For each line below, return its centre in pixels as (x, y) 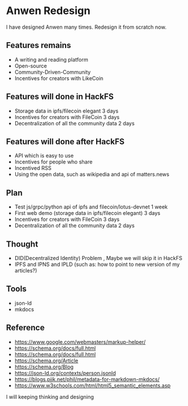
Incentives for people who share (53, 162)
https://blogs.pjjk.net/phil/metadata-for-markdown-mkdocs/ (87, 379)
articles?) (26, 270)
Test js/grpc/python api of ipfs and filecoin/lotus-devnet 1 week (91, 207)
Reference (25, 328)
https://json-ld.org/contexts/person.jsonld (65, 373)
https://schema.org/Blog (44, 367)
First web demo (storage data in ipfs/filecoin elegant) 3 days (87, 213)
